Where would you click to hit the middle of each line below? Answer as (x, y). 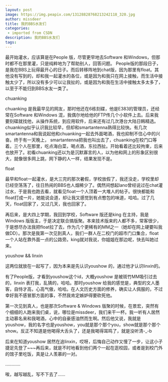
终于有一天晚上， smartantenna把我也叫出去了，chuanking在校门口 (83, 140)
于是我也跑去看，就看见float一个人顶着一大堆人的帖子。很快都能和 (86, 191)
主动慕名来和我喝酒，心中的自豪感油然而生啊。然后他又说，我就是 (73, 318)
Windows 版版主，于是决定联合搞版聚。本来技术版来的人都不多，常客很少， (83, 221)
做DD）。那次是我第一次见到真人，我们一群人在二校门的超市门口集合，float (82, 233)
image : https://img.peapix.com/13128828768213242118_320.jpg (70, 14)
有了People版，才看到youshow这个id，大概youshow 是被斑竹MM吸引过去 (81, 276)
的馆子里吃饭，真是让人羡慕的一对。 (42, 354)
